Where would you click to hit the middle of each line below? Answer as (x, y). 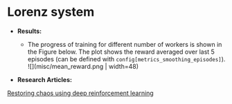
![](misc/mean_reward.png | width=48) (83, 66)
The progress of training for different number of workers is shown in (125, 44)
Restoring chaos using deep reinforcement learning (80, 93)
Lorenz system (51, 12)
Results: (29, 31)
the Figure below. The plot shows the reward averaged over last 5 (121, 52)
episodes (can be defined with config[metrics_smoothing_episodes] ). (126, 59)
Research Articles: (45, 79)
